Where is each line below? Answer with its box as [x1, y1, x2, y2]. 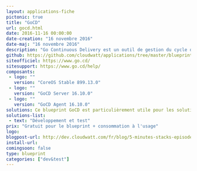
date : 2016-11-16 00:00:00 [6, 31, 72, 36]
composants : [6, 69, 35, 75]
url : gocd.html [6, 25, 43, 31]
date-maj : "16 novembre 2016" [6, 42, 80, 48]
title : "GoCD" [6, 19, 41, 25]
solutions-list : [6, 112, 46, 118]
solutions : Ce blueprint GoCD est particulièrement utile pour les [6, 107, 175, 113]
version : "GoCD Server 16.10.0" [13, 90, 93, 96]
